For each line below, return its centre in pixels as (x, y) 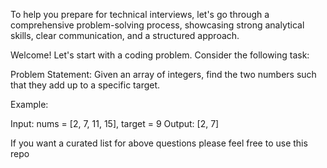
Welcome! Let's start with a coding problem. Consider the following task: (160, 55)
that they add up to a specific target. (85, 85)
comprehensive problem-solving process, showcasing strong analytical (157, 25)
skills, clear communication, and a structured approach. (125, 35)
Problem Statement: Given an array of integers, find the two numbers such (163, 74)
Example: (29, 104)
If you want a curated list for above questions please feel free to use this (159, 143)
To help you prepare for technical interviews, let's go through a (140, 14)
